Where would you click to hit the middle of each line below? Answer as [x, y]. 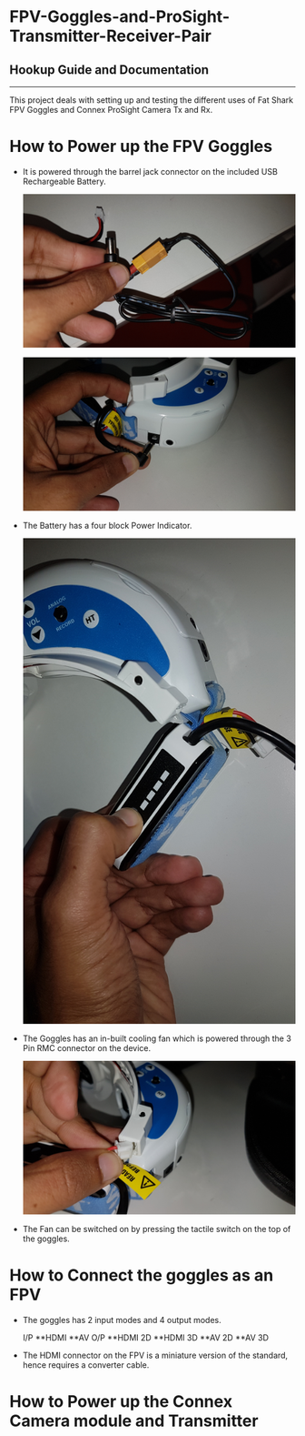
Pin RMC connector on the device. [87, 1047]
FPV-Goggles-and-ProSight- [119, 17]
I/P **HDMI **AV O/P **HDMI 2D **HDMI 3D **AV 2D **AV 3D [146, 1337]
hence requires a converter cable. [86, 1365]
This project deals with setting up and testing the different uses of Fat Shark [152, 100]
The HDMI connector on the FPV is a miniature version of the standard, [155, 1355]
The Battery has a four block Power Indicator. [107, 526]
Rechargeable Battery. [64, 181]
